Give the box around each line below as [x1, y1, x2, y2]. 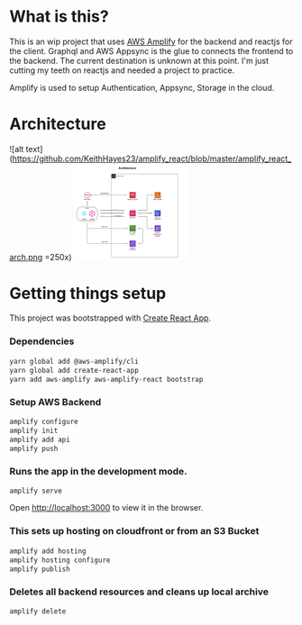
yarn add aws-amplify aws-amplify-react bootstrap [9, 375, 204, 384]
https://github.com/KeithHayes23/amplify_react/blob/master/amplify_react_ [12, 153, 292, 164]
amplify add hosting [9, 547, 87, 556]
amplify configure [9, 417, 78, 427]
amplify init [9, 426, 59, 436]
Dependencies [9, 335, 75, 348]
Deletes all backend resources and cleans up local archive [9, 585, 269, 598]
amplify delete [9, 606, 67, 616]
